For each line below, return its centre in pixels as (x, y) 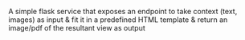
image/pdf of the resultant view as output (77, 28)
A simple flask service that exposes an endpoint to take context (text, (123, 11)
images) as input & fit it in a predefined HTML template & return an (118, 20)
